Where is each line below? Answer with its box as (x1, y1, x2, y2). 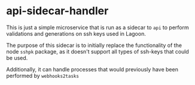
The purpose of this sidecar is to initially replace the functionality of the (6, 42, 182, 49)
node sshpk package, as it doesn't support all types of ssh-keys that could (6, 48, 190, 55)
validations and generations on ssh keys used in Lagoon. (6, 30, 147, 37)
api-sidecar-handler (6, 4, 109, 18)
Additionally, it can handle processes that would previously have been (6, 65, 178, 73)
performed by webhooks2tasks (6, 72, 80, 79)
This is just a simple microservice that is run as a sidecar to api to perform (6, 24, 190, 31)
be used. (6, 54, 28, 61)
